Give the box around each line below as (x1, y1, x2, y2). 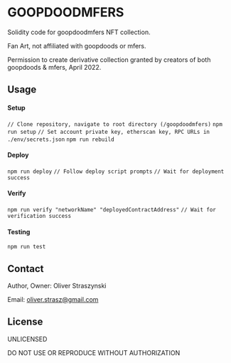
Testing (7, 227, 31, 236)
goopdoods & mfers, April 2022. (7, 63, 102, 71)
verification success (7, 212, 72, 219)
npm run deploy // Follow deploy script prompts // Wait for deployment (7, 168, 225, 175)
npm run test (7, 243, 46, 251)
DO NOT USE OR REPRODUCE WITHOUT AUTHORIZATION (7, 348, 181, 357)
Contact (7, 263, 44, 275)
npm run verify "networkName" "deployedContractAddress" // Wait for (7, 206, 217, 214)
